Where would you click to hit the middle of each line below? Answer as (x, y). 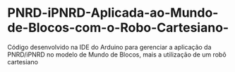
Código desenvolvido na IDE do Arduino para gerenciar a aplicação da (109, 47)
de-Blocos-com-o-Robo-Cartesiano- (118, 28)
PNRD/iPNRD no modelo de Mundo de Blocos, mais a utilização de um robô (117, 55)
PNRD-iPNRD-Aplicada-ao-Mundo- (113, 13)
